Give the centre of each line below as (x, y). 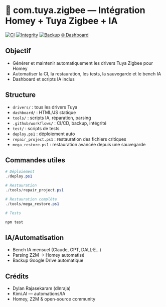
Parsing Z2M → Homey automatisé (48, 255)
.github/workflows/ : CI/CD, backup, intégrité (59, 123)
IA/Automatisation (35, 237)
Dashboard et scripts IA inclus (44, 79)
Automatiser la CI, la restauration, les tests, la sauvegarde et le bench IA (87, 74)
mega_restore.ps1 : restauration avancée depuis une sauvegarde (79, 144)
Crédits (17, 276)
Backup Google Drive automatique (48, 260)
